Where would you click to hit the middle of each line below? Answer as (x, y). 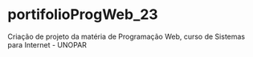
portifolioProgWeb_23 (83, 15)
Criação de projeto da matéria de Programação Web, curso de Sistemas (126, 36)
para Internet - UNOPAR (47, 44)
